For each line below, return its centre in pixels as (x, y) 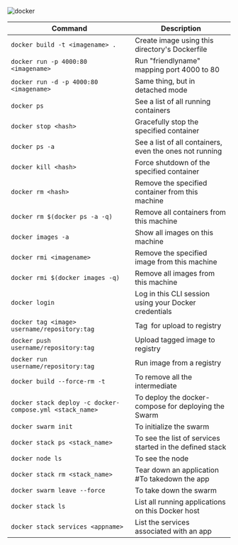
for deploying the (196, 406)
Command (69, 28)
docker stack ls (38, 506)
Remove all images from (175, 273)
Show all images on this (174, 232)
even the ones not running (178, 151)
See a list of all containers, (179, 142)
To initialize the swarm (172, 427)
